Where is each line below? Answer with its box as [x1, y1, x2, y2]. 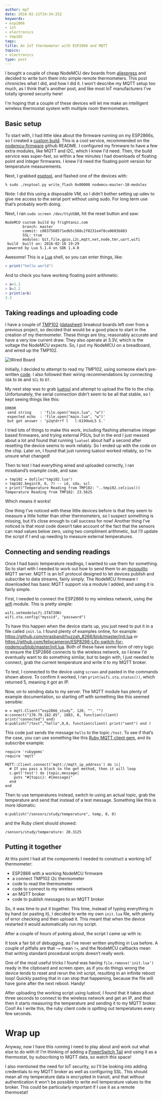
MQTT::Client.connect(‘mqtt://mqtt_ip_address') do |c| [5, 762, 121, 767]
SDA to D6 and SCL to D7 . [5, 377, 51, 382]
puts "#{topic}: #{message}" [14, 775, 73, 780]
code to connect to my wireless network [12, 886, 93, 892]
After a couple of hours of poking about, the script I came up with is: [5, 930, 142, 937]
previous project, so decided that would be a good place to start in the [5, 327, 146, 333]
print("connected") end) [5, 717, 55, 722]
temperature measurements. [5, 163, 62, 169]
